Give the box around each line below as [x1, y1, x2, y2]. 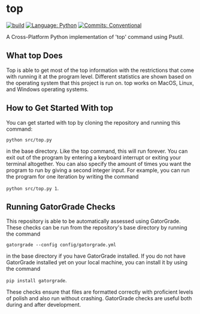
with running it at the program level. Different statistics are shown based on [6, 73, 192, 80]
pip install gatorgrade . [6, 277, 67, 284]
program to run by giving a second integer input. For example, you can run [6, 167, 190, 174]
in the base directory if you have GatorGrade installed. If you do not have [6, 252, 186, 259]
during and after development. [6, 301, 81, 309]
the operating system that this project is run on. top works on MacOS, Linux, [6, 79, 195, 86]
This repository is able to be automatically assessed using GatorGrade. [6, 218, 181, 225]
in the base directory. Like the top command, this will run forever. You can [6, 147, 188, 155]
